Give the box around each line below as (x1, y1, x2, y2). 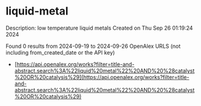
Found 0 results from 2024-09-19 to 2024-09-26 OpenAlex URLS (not (5, 42, 181, 50)
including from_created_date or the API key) (5, 48, 116, 56)
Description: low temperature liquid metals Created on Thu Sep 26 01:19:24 (5, 24, 193, 31)
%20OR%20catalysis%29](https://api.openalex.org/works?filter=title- (14, 73, 189, 81)
